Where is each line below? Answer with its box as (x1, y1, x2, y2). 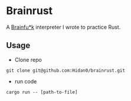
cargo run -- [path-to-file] (6, 89, 78, 95)
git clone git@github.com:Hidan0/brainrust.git (6, 68, 126, 73)
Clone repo (14, 56, 42, 63)
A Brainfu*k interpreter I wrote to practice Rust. (6, 23, 121, 31)
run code (14, 78, 37, 85)
